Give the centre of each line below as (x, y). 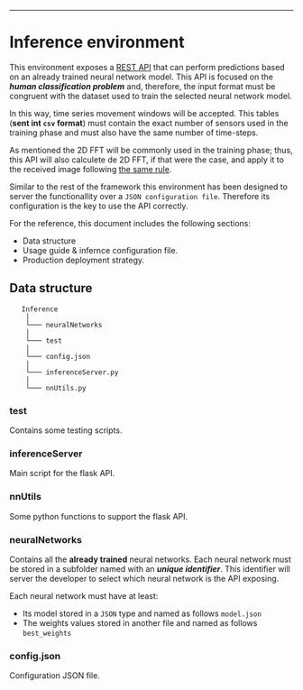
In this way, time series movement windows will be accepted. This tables (144, 113)
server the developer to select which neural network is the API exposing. (144, 578)
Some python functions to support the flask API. (99, 516)
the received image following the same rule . (91, 169)
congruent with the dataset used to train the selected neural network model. (151, 96)
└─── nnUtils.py (56, 388)
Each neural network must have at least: (84, 595)
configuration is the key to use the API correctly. (99, 206)
